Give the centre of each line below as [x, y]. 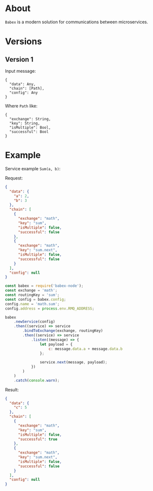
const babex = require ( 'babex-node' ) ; [44, 286]
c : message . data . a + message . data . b [85, 349]
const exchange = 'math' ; [31, 291]
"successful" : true [37, 439]
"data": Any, [23, 84]
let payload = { [56, 344]
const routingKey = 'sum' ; [32, 295]
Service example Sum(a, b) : [33, 168]
